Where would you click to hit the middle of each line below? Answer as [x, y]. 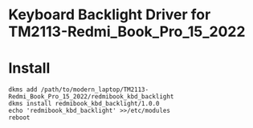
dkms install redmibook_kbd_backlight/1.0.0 [84, 104]
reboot [19, 118]
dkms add [23, 90]
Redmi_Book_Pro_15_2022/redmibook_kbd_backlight [91, 97]
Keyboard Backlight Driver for [110, 15]
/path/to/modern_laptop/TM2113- [95, 90]
